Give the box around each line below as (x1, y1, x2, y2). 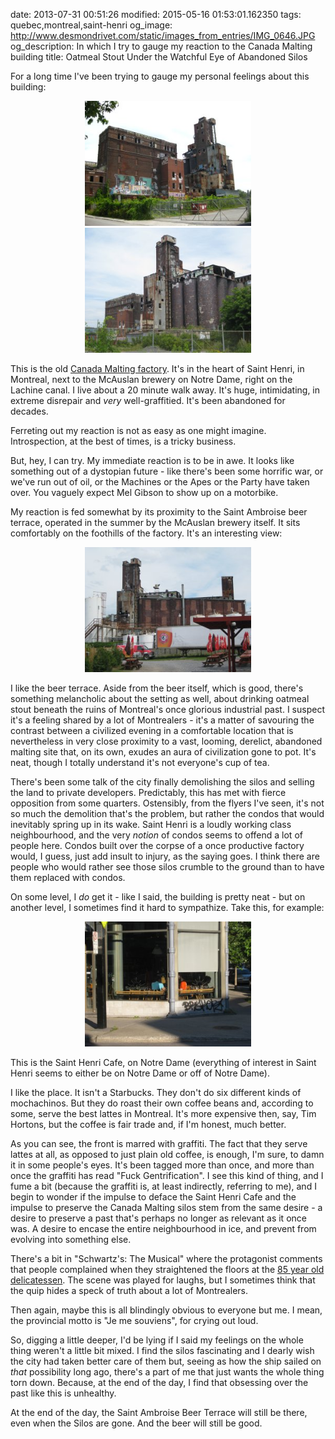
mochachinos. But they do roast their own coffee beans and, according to (10, 1097, 314, 1109)
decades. (10, 405, 49, 417)
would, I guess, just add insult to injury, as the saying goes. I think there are (10, 850, 320, 862)
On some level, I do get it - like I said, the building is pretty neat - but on (10, 891, 306, 903)
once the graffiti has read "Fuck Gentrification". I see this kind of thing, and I (10, 1170, 324, 1181)
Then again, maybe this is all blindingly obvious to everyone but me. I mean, (10, 1304, 323, 1316)
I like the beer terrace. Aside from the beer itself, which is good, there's (10, 682, 304, 694)
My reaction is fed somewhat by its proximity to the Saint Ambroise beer (10, 506, 308, 518)
